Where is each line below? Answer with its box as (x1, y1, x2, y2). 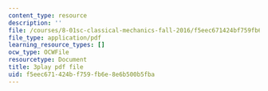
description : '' (8, 19, 62, 27)
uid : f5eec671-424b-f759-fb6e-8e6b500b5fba (8, 70, 156, 78)
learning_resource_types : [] (8, 41, 105, 49)
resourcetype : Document (8, 56, 88, 64)
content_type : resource (8, 11, 88, 20)
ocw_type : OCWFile (8, 48, 69, 56)
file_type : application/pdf (8, 33, 102, 42)
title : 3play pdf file (8, 63, 84, 71)
